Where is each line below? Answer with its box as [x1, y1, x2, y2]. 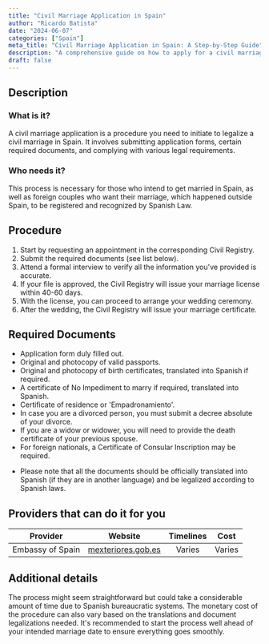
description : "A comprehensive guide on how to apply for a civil [8, 49, 235, 57]
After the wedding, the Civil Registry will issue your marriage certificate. [19, 304, 258, 314]
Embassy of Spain [12, 544, 81, 555]
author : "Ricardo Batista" [8, 19, 98, 27]
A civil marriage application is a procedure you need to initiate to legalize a [8, 128, 255, 138]
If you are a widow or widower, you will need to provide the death [19, 425, 236, 435]
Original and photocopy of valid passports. [19, 357, 162, 367]
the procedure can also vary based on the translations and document [8, 610, 237, 619]
